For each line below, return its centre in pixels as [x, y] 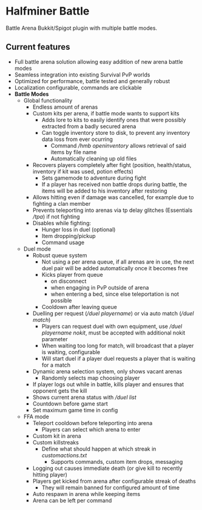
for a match [56, 365]
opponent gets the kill [60, 390]
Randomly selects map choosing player [91, 378]
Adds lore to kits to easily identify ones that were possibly [114, 120]
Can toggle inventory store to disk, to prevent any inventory [116, 132]
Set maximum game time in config [75, 410]
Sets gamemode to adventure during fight [94, 178]
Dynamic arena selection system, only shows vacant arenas [107, 371]
